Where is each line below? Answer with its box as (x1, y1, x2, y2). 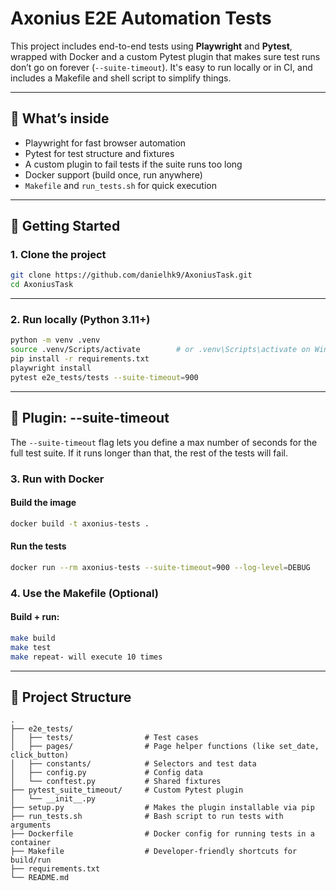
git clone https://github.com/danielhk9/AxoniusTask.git (10, 270, 253, 281)
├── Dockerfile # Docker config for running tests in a (10, 829, 315, 839)
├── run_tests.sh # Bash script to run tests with (10, 812, 284, 822)
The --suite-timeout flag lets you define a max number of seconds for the (10, 436, 318, 448)
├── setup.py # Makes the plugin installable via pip (10, 803, 315, 813)
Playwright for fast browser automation (24, 137, 187, 149)
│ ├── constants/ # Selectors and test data (10, 759, 257, 769)
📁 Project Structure (10, 688, 132, 706)
